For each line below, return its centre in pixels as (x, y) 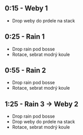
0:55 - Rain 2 (25, 71)
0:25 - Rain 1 (25, 37)
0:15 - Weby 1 (26, 8)
